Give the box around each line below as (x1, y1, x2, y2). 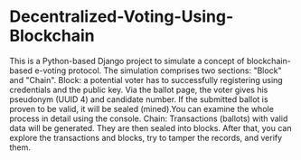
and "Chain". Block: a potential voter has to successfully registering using (9, 74, 283, 85)
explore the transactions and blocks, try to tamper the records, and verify (9, 132, 283, 143)
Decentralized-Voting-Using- (9, 6, 234, 27)
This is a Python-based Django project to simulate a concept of (9, 55, 245, 66)
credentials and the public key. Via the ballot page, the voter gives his (9, 84, 268, 95)
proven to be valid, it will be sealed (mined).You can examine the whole (9, 103, 274, 114)
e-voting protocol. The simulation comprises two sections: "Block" (34, 65, 282, 76)
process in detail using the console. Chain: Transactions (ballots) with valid (9, 113, 288, 124)
